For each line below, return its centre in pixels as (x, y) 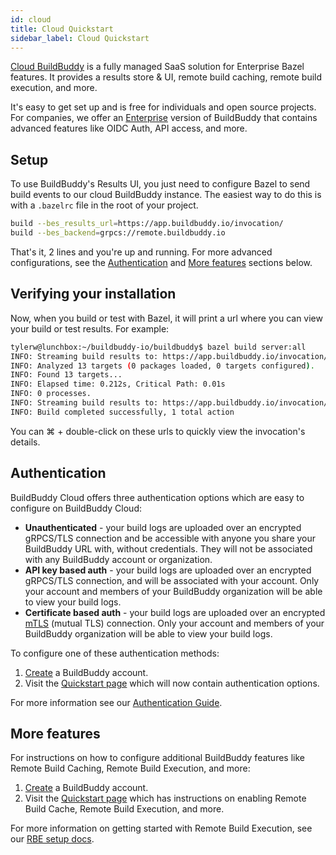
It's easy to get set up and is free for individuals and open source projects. (163, 107)
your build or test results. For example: (90, 328)
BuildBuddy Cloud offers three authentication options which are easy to (157, 497)
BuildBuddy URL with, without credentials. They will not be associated (168, 548)
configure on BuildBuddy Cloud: (76, 508)
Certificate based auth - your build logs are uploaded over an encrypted (175, 612)
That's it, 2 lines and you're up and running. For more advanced (141, 252)
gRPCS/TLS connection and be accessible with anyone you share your (170, 538)
